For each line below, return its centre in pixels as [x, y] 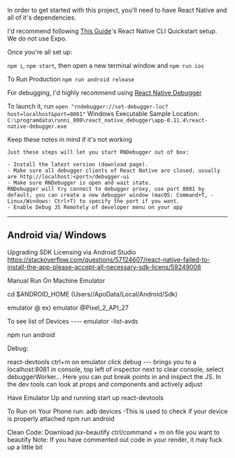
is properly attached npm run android [61, 418]
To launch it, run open [38, 106]
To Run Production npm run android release [71, 79]
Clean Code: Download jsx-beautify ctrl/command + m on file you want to [114, 432]
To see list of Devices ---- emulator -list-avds [73, 321]
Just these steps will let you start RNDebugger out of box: [98, 152]
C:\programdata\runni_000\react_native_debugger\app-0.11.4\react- [108, 120]
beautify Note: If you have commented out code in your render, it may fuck [115, 439]
